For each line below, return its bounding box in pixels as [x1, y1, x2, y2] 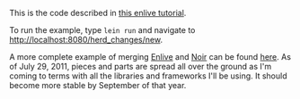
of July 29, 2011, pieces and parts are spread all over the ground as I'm [9, 62, 272, 71]
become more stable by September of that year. [9, 80, 187, 90]
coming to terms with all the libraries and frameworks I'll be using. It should [9, 70, 287, 81]
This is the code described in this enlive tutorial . [9, 8, 187, 18]
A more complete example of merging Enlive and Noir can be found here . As [9, 52, 292, 62]
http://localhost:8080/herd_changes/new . [9, 35, 163, 45]
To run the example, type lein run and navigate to [9, 25, 196, 35]
